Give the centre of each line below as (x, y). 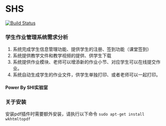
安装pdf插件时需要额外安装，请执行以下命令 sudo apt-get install (75, 114)
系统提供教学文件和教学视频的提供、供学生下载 (62, 56)
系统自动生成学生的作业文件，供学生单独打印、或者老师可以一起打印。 (87, 75)
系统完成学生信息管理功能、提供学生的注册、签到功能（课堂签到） (82, 49)
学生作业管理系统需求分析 (37, 37)
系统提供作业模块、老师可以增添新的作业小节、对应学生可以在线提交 (84, 62)
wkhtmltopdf (18, 119)
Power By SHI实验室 (27, 87)
